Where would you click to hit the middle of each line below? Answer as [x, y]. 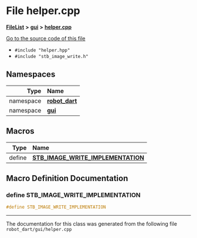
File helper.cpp [43, 11]
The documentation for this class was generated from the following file [92, 224]
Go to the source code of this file [46, 38]
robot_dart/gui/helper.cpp [39, 230]
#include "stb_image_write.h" [52, 56]
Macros [20, 131]
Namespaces [31, 74]
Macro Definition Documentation [67, 178]
